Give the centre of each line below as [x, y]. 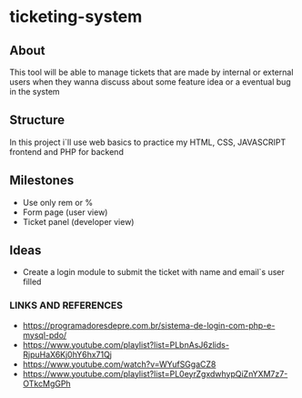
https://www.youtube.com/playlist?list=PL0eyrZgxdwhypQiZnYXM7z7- [155, 373]
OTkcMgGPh [46, 383]
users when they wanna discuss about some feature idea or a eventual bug [150, 82]
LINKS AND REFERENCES [66, 305]
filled [32, 282]
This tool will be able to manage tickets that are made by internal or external [151, 72]
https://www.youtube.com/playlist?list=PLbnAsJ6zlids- [126, 344]
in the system [35, 92]
